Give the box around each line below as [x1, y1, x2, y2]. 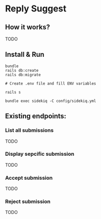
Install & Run [5, 50, 45, 59]
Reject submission [5, 198, 50, 205]
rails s [5, 90, 21, 95]
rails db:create [5, 68, 39, 73]
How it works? [5, 23, 50, 31]
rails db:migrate [5, 72, 41, 77]
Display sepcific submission [5, 150, 74, 157]
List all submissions [5, 127, 54, 134]
